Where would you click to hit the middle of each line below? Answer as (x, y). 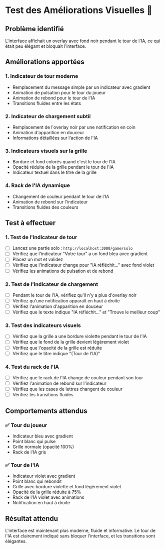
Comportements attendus (46, 411)
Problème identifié (34, 29)
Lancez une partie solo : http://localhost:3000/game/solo (72, 248)
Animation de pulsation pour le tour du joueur (59, 92)
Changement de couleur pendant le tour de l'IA (61, 196)
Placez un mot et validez (38, 259)
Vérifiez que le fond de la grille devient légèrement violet (70, 342)
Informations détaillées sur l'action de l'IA (55, 138)
